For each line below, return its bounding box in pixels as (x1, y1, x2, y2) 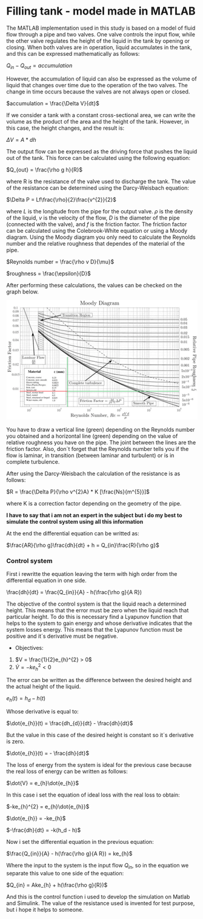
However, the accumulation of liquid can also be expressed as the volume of (6, 75, 197, 82)
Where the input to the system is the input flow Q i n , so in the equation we (6, 862, 189, 871)
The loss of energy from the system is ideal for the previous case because (6, 761, 192, 769)
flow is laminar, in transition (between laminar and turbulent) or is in (6, 452, 175, 459)
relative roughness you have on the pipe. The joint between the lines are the (6, 438, 196, 446)
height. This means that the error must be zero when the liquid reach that (6, 607, 189, 614)
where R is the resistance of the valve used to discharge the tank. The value (6, 178, 196, 185)
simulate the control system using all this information (6, 518, 144, 525)
